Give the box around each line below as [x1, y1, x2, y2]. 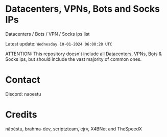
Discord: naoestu [5, 90, 41, 97]
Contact [5, 74, 40, 86]
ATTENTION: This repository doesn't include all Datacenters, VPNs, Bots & [5, 51, 162, 57]
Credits [5, 109, 37, 121]
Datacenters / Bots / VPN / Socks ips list [5, 31, 90, 37]
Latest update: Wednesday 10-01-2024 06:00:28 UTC [5, 40, 112, 47]
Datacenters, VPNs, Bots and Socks [5, 3, 160, 15]
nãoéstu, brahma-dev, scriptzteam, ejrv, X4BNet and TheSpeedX [5, 126, 142, 132]
